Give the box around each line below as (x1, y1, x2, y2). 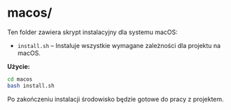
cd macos (7, 75, 33, 83)
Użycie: (7, 62, 30, 70)
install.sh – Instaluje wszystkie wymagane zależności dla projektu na (17, 41, 221, 49)
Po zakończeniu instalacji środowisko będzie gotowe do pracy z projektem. (7, 95, 224, 103)
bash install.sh (7, 82, 55, 89)
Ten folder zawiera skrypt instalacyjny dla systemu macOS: (7, 28, 178, 36)
